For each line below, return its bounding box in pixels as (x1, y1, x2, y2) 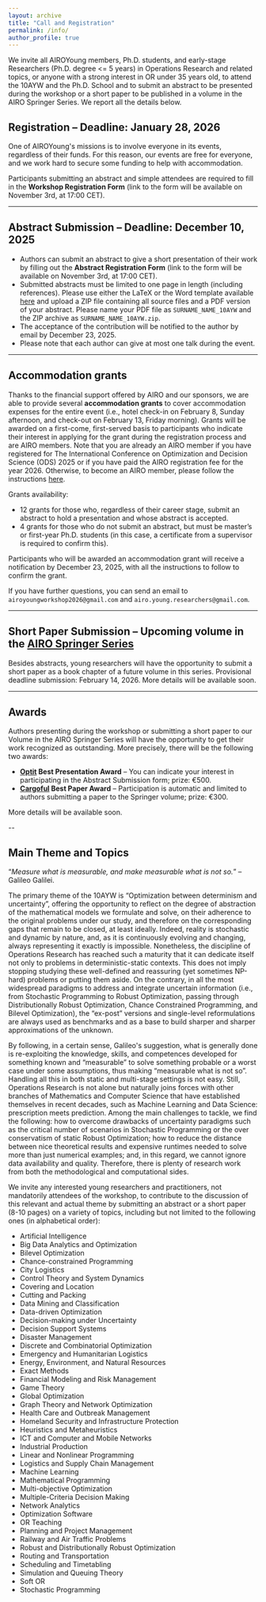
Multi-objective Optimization (19, 1484, 113, 1493)
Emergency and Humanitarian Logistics (19, 1349, 148, 1359)
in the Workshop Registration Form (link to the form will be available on (8, 182, 243, 192)
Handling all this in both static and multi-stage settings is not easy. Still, (8, 1074, 241, 1084)
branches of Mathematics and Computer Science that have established (8, 1091, 240, 1101)
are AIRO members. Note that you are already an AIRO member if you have (8, 441, 252, 450)
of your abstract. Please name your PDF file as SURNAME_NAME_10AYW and (19, 304, 252, 314)
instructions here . (8, 474, 66, 483)
